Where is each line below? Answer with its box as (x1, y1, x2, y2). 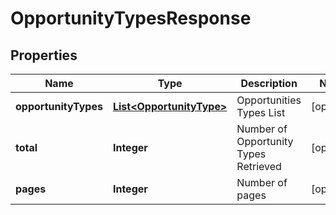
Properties (10, 47, 78, 64)
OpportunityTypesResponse (10, 7, 252, 30)
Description (240, 77, 298, 90)
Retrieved (236, 160, 282, 173)
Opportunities (236, 93, 302, 107)
